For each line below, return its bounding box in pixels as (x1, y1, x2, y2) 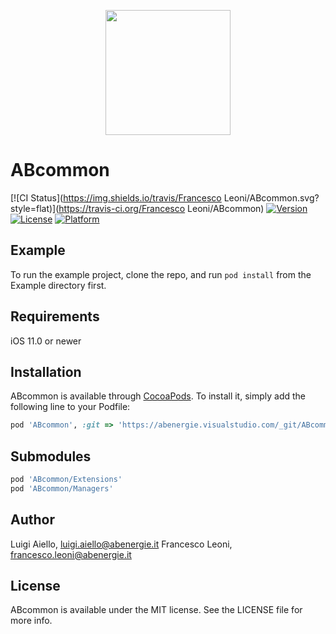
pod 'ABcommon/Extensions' (10, 475, 123, 485)
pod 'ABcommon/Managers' (10, 483, 114, 494)
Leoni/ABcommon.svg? (223, 191, 320, 204)
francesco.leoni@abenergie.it (10, 548, 132, 560)
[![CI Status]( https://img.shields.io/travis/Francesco (10, 191, 222, 204)
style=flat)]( (10, 202, 60, 214)
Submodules (10, 448, 92, 465)
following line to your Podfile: (10, 401, 131, 413)
